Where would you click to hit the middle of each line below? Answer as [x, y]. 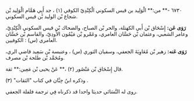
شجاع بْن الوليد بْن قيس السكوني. [42, 16]
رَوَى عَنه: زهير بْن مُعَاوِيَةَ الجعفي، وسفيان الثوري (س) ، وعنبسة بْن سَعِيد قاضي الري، [96, 51]
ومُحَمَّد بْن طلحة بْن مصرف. [35, 58]
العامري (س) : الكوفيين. [32, 40]
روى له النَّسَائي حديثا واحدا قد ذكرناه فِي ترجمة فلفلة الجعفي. [72, 91]
